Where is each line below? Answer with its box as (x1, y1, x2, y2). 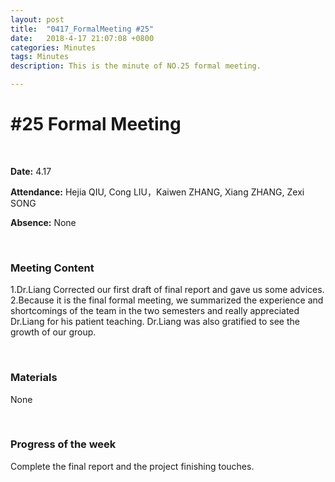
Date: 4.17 (10, 165, 52, 177)
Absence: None (10, 216, 77, 228)
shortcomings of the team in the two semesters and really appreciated (10, 305, 300, 317)
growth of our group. (10, 326, 97, 338)
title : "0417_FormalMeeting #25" (10, 24, 155, 34)
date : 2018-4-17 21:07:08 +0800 (10, 33, 155, 43)
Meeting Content (10, 261, 95, 275)
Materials (10, 371, 58, 385)
